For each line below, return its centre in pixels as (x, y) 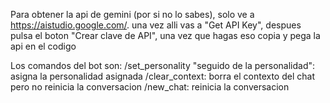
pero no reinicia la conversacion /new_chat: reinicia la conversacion (150, 87)
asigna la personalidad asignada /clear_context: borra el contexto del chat (162, 76)
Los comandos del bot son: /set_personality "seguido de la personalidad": (163, 65)
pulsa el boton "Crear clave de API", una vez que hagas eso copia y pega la (165, 35)
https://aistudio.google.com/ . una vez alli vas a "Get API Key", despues (156, 25)
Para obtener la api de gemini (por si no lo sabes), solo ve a (132, 14)
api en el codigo (43, 46)
